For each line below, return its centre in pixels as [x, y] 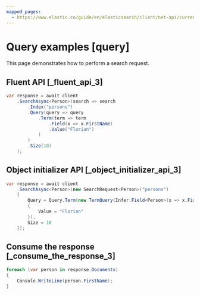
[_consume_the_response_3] [61, 256]
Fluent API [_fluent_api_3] [54, 82]
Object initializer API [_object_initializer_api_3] [94, 170]
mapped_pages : [24, 12]
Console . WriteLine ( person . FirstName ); [65, 281]
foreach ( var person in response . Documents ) [62, 270]
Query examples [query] [68, 47]
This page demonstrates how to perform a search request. [78, 63]
